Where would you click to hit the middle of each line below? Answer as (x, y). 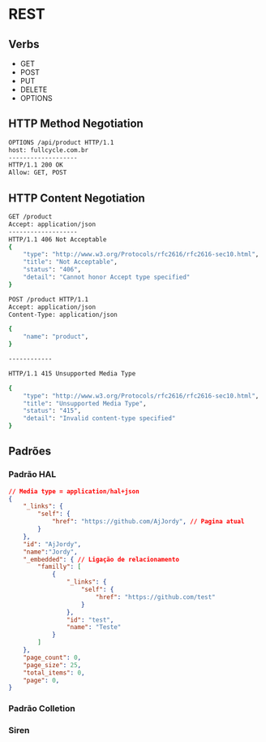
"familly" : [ (60, 567)
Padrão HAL (32, 475)
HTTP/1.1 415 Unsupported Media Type (72, 373)
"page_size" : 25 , (52, 665)
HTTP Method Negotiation (76, 124)
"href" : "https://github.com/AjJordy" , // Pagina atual (148, 522)
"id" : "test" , (90, 620)
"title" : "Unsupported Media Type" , (85, 403)
